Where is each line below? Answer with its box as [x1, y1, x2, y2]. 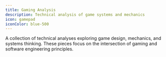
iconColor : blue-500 [5, 21, 50, 27]
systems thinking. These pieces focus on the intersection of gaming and [5, 41, 157, 47]
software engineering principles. [5, 46, 74, 52]
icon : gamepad [5, 17, 36, 22]
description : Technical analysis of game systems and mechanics [5, 12, 145, 17]
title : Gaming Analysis [5, 7, 56, 13]
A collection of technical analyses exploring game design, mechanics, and [5, 35, 161, 41]
